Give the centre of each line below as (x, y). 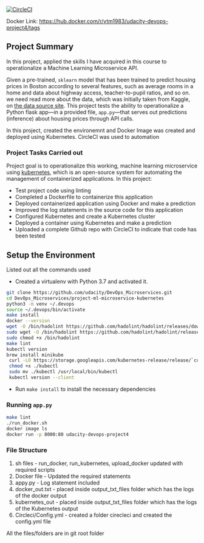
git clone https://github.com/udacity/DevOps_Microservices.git (89, 292)
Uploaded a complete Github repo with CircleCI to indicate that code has (106, 229)
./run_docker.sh (27, 423)
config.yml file (33, 522)
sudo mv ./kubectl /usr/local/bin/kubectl (63, 372)
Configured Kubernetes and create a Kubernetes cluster (85, 217)
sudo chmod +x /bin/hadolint (43, 338)
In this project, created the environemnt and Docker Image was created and (101, 130)
